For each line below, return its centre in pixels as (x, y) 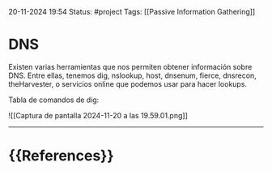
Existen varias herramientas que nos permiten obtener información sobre (130, 66)
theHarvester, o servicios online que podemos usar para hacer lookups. (128, 83)
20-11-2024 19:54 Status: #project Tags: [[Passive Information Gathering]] (132, 12)
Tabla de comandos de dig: (54, 100)
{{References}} (62, 156)
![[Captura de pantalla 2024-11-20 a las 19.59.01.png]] (98, 115)
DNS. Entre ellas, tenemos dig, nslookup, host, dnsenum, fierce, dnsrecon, (132, 75)
